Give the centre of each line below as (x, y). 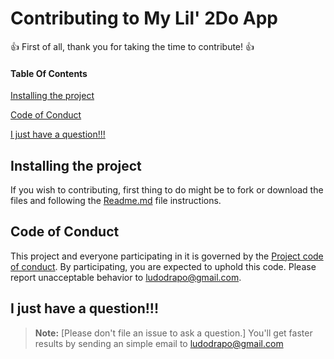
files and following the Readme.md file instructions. (116, 200)
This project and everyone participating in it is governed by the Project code (167, 256)
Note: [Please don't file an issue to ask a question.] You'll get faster (173, 333)
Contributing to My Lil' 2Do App (144, 18)
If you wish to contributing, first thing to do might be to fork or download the (167, 189)
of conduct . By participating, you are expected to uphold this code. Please (163, 266)
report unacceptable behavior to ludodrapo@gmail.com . (126, 277)
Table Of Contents (49, 73)
